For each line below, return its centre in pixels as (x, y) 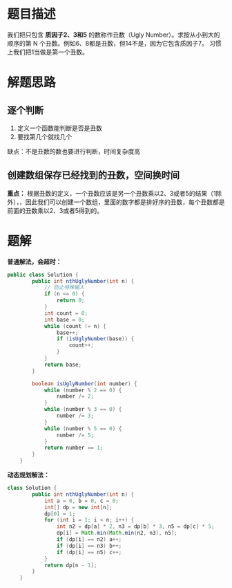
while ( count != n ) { (75, 326)
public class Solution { (43, 275)
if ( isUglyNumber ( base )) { (95, 339)
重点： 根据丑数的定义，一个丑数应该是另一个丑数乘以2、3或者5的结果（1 (112, 193)
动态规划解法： (28, 475)
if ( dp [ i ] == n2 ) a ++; (89, 540)
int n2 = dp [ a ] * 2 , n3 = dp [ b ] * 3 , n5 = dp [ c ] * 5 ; (136, 526)
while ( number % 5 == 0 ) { (83, 429)
